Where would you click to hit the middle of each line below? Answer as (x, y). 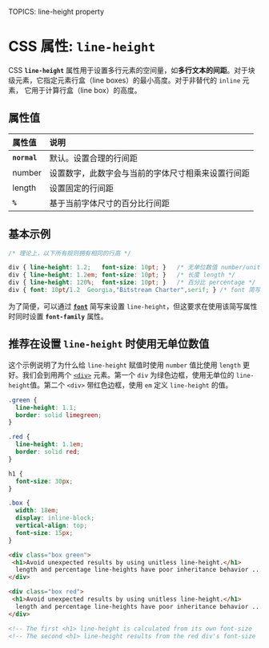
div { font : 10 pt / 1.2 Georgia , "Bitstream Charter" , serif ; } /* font (127, 290)
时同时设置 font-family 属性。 (58, 316)
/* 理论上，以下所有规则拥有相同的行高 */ (70, 253)
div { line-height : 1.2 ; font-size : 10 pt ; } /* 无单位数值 (113, 268)
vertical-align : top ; (52, 525)
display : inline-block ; (55, 518)
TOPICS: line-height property (56, 12)
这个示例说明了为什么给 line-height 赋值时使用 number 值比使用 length (125, 365)
